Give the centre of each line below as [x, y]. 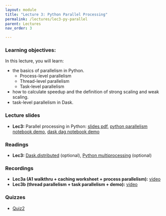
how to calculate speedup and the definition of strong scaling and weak [85, 92]
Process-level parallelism [45, 76]
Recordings [19, 168]
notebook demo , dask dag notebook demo [56, 131]
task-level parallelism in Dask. [43, 102]
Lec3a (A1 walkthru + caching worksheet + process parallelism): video [86, 179]
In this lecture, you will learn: [35, 61]
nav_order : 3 [19, 28]
